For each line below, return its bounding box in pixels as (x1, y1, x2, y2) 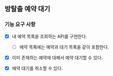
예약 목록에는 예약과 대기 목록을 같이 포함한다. (19, 44, 109, 50)
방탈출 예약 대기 (4, 4, 50, 13)
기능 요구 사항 (4, 21, 36, 28)
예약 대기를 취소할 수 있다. (11, 65, 63, 71)
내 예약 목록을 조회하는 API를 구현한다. (11, 33, 87, 39)
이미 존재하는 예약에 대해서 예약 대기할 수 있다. (11, 54, 103, 60)
